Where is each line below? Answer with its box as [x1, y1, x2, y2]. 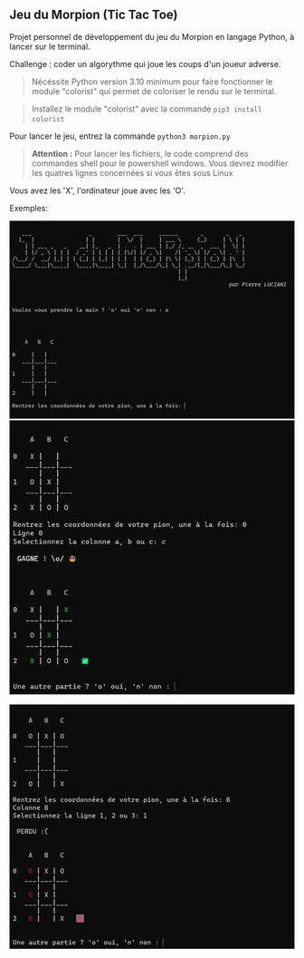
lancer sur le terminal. [9, 41, 90, 52]
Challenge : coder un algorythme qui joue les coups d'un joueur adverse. [9, 58, 281, 69]
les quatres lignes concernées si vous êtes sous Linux [31, 167, 233, 178]
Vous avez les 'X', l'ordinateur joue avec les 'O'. [9, 185, 185, 196]
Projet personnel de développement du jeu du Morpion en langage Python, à [9, 31, 295, 42]
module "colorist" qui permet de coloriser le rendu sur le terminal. [31, 85, 277, 96]
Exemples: [9, 202, 48, 213]
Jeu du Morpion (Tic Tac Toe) [9, 7, 178, 23]
